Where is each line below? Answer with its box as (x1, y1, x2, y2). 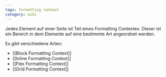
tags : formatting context (5, 7, 59, 12)
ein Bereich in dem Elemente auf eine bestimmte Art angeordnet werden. (5, 31, 155, 37)
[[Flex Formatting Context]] (12, 61, 69, 67)
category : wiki (5, 12, 37, 17)
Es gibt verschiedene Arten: (5, 40, 62, 46)
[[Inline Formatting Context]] (12, 55, 71, 61)
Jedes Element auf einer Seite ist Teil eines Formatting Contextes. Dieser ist (5, 25, 161, 31)
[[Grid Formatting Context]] (12, 66, 69, 72)
